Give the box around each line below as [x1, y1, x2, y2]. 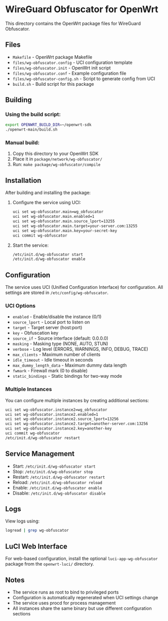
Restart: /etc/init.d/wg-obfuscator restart [12, 474, 105, 480]
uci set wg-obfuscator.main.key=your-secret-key [12, 228, 117, 233]
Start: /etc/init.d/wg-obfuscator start [12, 463, 96, 469]
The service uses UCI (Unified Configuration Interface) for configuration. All [5, 284, 163, 290]
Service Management [5, 449, 75, 458]
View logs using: [5, 518, 40, 524]
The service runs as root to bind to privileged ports [12, 589, 119, 595]
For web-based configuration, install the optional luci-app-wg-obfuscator [5, 555, 158, 562]
